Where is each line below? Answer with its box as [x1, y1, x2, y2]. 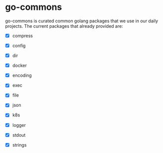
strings [12, 142, 27, 148]
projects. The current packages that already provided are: [5, 23, 123, 29]
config [12, 43, 26, 49]
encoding [12, 72, 32, 78]
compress [12, 33, 33, 39]
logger [12, 122, 26, 128]
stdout [12, 132, 26, 138]
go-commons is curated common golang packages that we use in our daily [5, 18, 159, 24]
